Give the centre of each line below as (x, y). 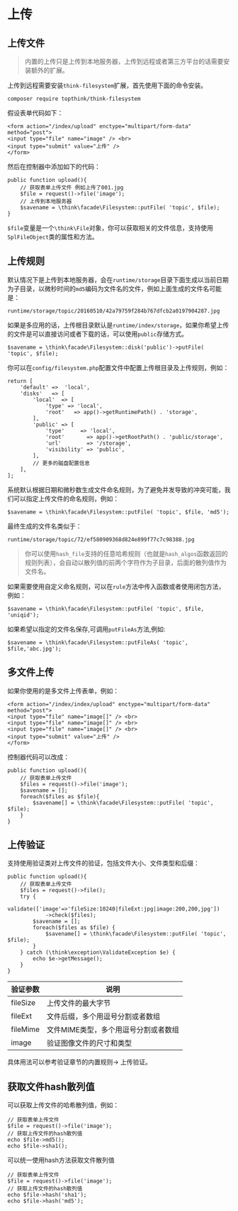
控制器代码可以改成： (38, 756)
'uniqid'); (23, 615)
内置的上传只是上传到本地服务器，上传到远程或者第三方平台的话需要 (124, 61)
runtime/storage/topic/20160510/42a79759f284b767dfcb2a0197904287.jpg (114, 311)
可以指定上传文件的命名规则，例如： (66, 499)
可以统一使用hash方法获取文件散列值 (61, 1160)
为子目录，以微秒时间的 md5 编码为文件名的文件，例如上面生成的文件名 (108, 288)
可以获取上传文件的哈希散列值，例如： (63, 1105)
